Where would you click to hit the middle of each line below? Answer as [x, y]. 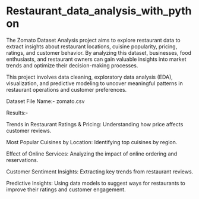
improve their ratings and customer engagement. [66, 189]
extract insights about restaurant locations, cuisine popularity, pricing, [92, 46]
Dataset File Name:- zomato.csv [45, 101]
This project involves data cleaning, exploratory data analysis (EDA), [90, 77]
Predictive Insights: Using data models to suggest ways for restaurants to [96, 183]
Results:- [17, 113]
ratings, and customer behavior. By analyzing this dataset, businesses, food [99, 52]
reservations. [22, 160]
